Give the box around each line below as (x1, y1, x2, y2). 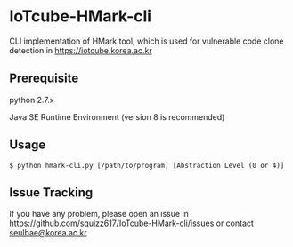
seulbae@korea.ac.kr (9, 227, 87, 238)
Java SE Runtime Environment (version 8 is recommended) (9, 111, 225, 122)
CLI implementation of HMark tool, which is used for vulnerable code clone (9, 36, 284, 46)
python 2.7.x (9, 94, 55, 105)
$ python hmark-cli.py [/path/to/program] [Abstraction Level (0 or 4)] (9, 161, 285, 170)
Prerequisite (9, 71, 79, 86)
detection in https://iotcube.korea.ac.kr (9, 44, 153, 55)
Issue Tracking (9, 185, 94, 200)
